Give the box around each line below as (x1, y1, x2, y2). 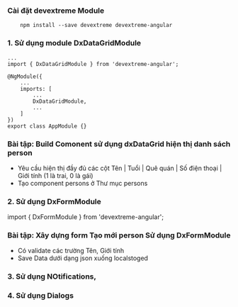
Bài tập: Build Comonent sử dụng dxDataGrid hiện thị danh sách (7, 139, 231, 149)
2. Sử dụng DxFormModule (7, 196, 101, 206)
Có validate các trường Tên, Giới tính (17, 247, 125, 255)
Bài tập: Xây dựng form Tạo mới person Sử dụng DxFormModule (7, 230, 231, 240)
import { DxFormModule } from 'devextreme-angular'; (7, 213, 164, 221)
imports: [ (20, 85, 52, 92)
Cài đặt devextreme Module (7, 6, 105, 16)
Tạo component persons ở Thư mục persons (17, 179, 148, 187)
